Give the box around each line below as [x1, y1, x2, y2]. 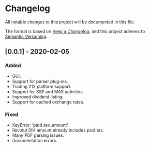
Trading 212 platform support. [12, 83, 72, 89]
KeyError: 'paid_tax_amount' [12, 122, 69, 128]
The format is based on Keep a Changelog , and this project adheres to [5, 28, 145, 34]
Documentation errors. [12, 137, 58, 143]
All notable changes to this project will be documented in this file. [5, 19, 135, 25]
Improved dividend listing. [12, 94, 64, 99]
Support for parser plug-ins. [12, 78, 68, 84]
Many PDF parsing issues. [12, 132, 64, 138]
